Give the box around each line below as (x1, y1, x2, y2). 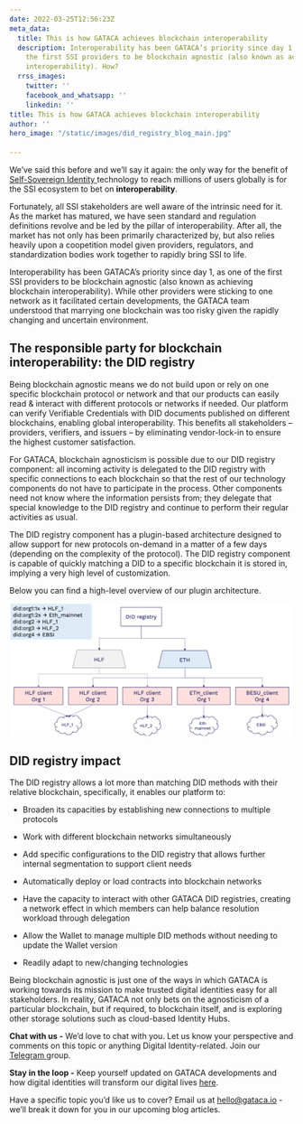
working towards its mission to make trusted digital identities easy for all (9, 985, 278, 996)
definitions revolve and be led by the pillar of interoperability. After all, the (9, 220, 282, 230)
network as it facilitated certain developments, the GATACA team (9, 295, 250, 306)
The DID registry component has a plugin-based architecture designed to (9, 529, 282, 539)
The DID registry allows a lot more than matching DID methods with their (9, 777, 278, 788)
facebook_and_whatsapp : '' (25, 90, 127, 99)
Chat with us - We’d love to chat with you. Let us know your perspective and (9, 1031, 294, 1042)
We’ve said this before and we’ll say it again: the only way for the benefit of (9, 164, 289, 175)
